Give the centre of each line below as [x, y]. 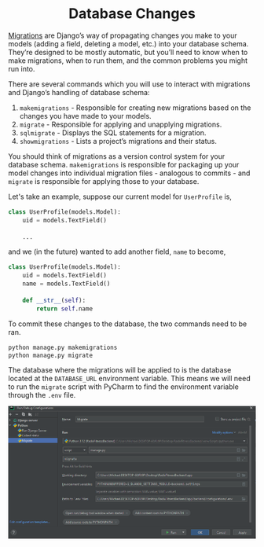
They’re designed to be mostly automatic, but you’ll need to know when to [128, 52]
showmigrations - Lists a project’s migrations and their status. [118, 141]
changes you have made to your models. [85, 116]
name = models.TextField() [66, 284]
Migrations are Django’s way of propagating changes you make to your [123, 35]
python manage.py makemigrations [63, 347]
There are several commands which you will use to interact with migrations [129, 84]
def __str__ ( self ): [54, 300]
